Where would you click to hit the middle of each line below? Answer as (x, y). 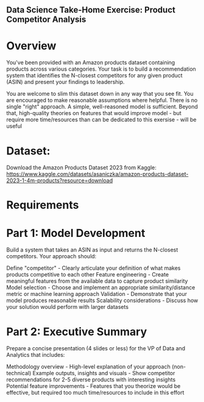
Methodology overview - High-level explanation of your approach (88, 367)
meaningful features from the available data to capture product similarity (97, 281)
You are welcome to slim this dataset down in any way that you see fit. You (100, 94)
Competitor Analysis (46, 20)
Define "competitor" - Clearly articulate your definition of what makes (93, 268)
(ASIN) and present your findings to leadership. (65, 82)
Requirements (43, 205)
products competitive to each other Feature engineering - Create (88, 275)
